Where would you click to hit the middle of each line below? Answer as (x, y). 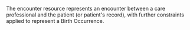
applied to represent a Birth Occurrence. (55, 21)
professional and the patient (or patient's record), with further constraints (95, 15)
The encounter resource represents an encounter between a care (86, 9)
